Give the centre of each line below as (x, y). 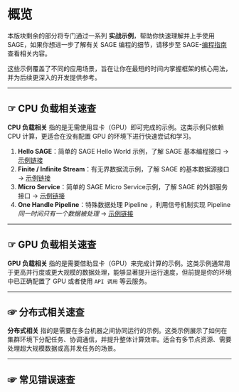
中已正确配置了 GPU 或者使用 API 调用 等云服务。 (79, 281)
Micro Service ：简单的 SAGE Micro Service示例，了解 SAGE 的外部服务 (123, 186)
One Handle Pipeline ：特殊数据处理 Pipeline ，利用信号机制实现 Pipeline (124, 204)
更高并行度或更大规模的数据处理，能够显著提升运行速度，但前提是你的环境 (122, 272)
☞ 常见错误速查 (41, 380)
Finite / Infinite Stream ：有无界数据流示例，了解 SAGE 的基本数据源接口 (123, 169)
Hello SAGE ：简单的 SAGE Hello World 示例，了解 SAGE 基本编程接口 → (123, 151)
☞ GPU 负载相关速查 (52, 245)
